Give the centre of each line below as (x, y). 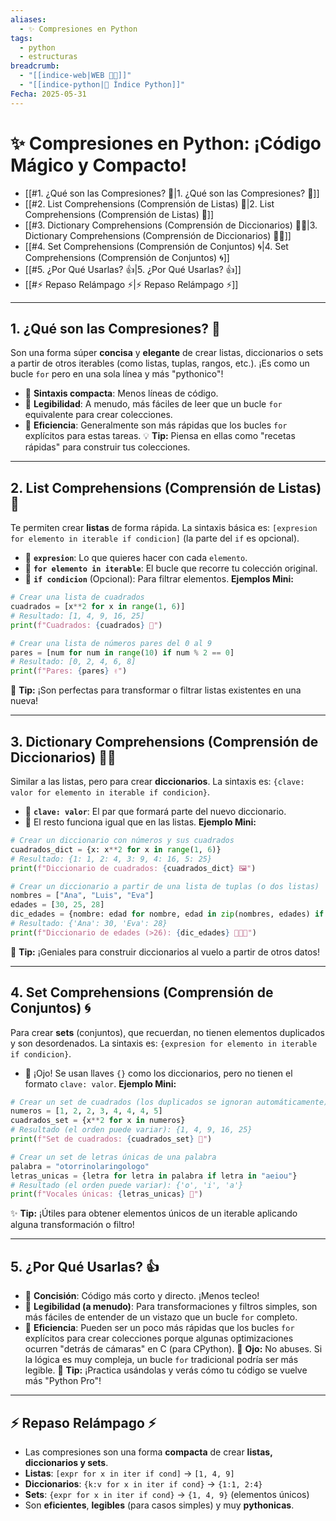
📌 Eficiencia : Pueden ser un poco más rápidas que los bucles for (159, 1328)
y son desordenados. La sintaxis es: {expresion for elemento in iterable (164, 1043)
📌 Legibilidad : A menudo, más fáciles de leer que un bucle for (153, 404)
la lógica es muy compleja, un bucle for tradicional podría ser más (161, 1360)
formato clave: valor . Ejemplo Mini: (100, 1083)
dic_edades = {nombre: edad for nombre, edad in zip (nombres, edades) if (167, 914)
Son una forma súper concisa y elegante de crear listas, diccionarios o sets (167, 353)
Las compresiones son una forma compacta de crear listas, (148, 1452)
